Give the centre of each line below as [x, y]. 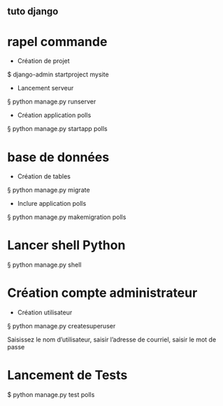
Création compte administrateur [102, 293]
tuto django [33, 12]
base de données [58, 157]
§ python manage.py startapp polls [57, 129]
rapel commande [57, 42]
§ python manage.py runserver [52, 101]
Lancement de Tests [67, 376]
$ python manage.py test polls [51, 395]
